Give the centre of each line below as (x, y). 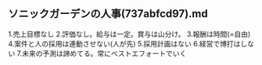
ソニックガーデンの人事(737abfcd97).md (108, 14)
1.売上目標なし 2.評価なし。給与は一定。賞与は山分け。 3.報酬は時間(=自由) (129, 34)
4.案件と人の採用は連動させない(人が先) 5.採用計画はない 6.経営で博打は (124, 43)
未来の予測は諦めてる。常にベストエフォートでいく (104, 53)
